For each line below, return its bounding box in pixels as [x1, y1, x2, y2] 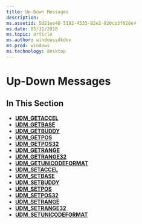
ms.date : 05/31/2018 [6, 25, 59, 32]
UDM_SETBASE [15, 172, 56, 179]
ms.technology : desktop [6, 48, 66, 54]
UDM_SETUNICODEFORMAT [15, 211, 88, 218]
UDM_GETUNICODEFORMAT [15, 159, 89, 166]
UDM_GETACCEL [15, 114, 59, 122]
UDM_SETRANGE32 [15, 204, 66, 212]
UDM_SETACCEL [15, 166, 59, 173]
